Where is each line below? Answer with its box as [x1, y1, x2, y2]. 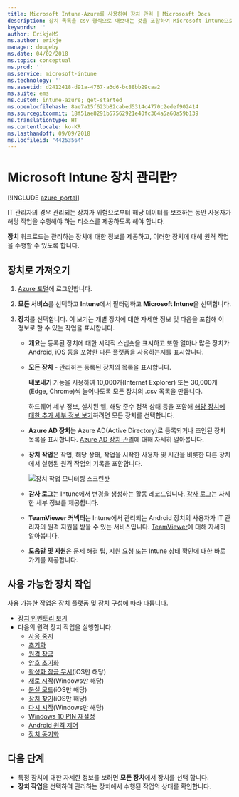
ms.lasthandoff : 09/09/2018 [7, 130, 91, 137]
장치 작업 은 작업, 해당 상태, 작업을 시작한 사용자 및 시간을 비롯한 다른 [28, 450, 218, 459]
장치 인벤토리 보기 [17, 614, 68, 622]
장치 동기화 [28, 729, 59, 738]
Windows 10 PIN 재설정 [28, 711, 95, 721]
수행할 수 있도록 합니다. [14, 241, 80, 250]
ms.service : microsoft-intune [7, 70, 97, 77]
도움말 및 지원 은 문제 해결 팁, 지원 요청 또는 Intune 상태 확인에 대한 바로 [28, 547, 226, 555]
